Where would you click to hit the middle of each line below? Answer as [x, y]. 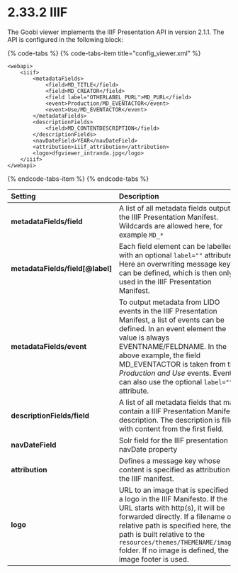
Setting [23, 196]
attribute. [134, 391]
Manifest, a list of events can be [172, 320]
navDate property [148, 449]
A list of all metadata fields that [170, 402]
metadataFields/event [49, 346]
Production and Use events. [165, 373]
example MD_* [141, 235]
